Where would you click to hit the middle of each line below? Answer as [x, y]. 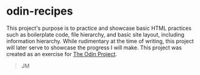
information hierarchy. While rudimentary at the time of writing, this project [100, 41]
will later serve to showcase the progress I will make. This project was [94, 48]
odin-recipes [40, 11]
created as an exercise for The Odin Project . [62, 54]
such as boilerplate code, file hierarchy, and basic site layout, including [95, 34]
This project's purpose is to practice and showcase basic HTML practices [99, 28]
